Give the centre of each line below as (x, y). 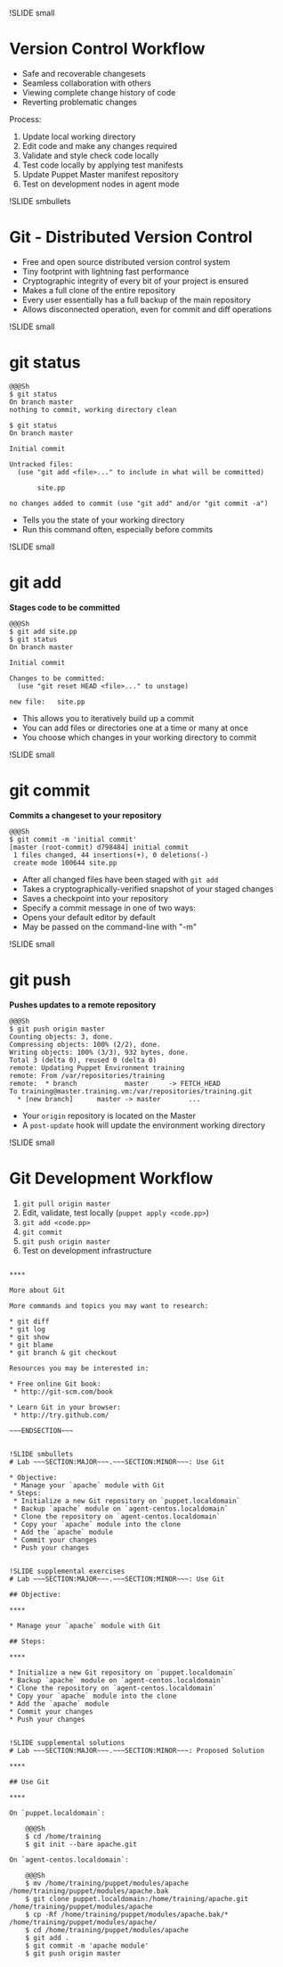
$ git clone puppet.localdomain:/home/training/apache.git (137, 1898)
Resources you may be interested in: (79, 1368)
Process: (25, 119)
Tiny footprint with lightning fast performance (105, 271)
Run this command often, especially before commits (117, 529)
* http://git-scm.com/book (63, 1391)
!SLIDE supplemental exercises (67, 1571)
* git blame (31, 1345)
